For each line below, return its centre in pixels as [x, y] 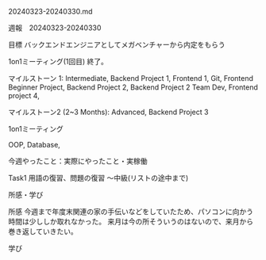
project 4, [24, 96]
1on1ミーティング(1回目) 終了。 [58, 61]
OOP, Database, [35, 145]
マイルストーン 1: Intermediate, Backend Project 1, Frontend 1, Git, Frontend [131, 78]
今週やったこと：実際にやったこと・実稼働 [78, 161]
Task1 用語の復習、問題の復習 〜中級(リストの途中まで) [98, 178]
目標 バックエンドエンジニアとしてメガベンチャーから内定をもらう [117, 44]
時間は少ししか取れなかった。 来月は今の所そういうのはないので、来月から [131, 222]
